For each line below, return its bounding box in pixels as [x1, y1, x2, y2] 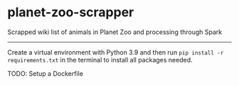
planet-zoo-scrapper [7, 4, 134, 21]
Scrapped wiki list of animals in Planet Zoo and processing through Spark [7, 28, 223, 36]
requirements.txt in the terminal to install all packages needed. [7, 55, 193, 64]
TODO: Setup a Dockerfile [7, 69, 84, 78]
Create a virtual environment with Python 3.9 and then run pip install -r [7, 47, 224, 57]
